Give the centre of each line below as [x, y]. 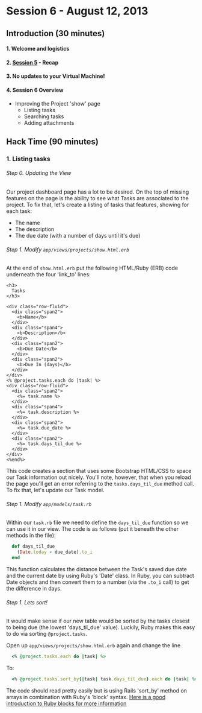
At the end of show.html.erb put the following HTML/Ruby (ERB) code [92, 268]
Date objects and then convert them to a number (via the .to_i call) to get [98, 582]
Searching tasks [44, 116]
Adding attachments [49, 122]
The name [27, 223]
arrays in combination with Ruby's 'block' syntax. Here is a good [86, 697]
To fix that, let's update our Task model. [55, 490]
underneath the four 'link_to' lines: [49, 274]
